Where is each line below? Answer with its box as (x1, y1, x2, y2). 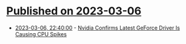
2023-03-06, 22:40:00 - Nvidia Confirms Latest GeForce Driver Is (15, 24, 181, 31)
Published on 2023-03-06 (6, 4, 142, 18)
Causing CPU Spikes (15, 30, 67, 37)
